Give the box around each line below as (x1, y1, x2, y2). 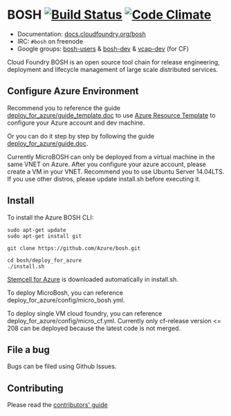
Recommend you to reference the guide (7, 104, 121, 112)
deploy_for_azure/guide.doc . (7, 139, 89, 147)
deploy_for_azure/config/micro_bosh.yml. (7, 296, 125, 304)
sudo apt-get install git (7, 233, 82, 239)
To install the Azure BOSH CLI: (7, 213, 94, 221)
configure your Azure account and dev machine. (7, 118, 145, 127)
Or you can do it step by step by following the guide (7, 132, 155, 140)
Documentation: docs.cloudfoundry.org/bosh (17, 30, 147, 38)
